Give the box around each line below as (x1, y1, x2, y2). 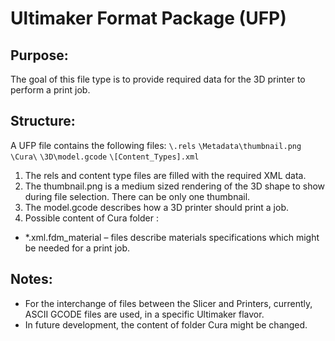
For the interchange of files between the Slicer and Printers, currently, (24, 297, 313, 309)
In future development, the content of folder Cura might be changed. (24, 318, 308, 331)
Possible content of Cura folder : (24, 212, 159, 224)
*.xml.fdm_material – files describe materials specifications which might (24, 231, 320, 243)
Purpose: (10, 47, 69, 64)
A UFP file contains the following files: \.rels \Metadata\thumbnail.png (10, 139, 302, 151)
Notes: (10, 271, 53, 288)
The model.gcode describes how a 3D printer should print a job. (24, 201, 290, 213)
